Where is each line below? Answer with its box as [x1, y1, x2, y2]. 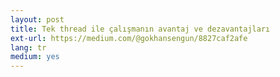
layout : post [10, 14, 65, 25]
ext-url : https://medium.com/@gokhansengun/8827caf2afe [10, 33, 248, 43]
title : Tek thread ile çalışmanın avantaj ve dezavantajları [10, 24, 271, 34]
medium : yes [10, 52, 60, 62]
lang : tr [10, 42, 47, 53]
